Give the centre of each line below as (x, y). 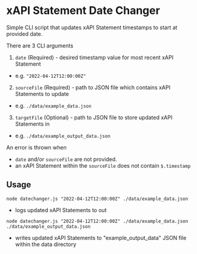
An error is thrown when (36, 147)
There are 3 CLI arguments (40, 46)
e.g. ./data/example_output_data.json (63, 136)
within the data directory (46, 244)
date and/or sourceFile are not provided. (66, 159)
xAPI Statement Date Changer (83, 11)
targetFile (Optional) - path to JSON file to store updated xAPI (94, 117)
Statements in (32, 124)
